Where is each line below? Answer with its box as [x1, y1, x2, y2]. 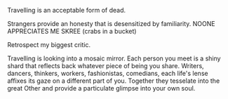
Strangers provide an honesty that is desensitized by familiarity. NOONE [7, 20, 215, 27]
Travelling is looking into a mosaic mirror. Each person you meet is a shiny [7, 54, 221, 62]
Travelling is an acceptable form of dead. [7, 6, 126, 14]
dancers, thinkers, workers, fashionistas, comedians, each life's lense [7, 70, 208, 77]
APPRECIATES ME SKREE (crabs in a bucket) [7, 27, 137, 35]
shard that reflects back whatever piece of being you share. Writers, [7, 62, 205, 70]
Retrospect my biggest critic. [7, 41, 91, 48]
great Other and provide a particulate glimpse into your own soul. [7, 84, 196, 92]
